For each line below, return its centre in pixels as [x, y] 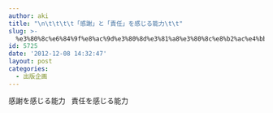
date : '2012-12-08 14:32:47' [58, 54]
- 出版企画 [32, 76]
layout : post [30, 62]
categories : [28, 69]
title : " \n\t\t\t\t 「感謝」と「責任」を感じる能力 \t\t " [96, 24]
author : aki [28, 16]
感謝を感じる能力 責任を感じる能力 [68, 100]
